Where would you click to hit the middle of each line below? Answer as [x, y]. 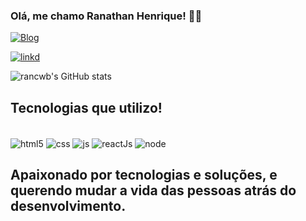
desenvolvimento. [68, 206]
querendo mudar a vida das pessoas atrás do [153, 190]
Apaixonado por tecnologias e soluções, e [144, 175]
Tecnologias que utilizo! [86, 107]
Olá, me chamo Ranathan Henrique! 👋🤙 [106, 16]
